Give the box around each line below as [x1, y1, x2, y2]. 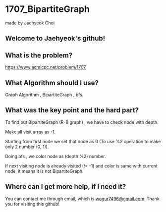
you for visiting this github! [5, 201, 59, 207]
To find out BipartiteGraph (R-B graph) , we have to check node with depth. [5, 119, 159, 125]
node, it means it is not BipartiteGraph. [5, 168, 84, 174]
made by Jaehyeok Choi [5, 20, 55, 26]
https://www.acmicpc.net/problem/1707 [5, 64, 86, 70]
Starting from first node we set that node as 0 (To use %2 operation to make [5, 138, 161, 144]
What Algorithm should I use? [5, 78, 99, 87]
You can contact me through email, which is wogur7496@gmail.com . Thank [5, 196, 160, 202]
